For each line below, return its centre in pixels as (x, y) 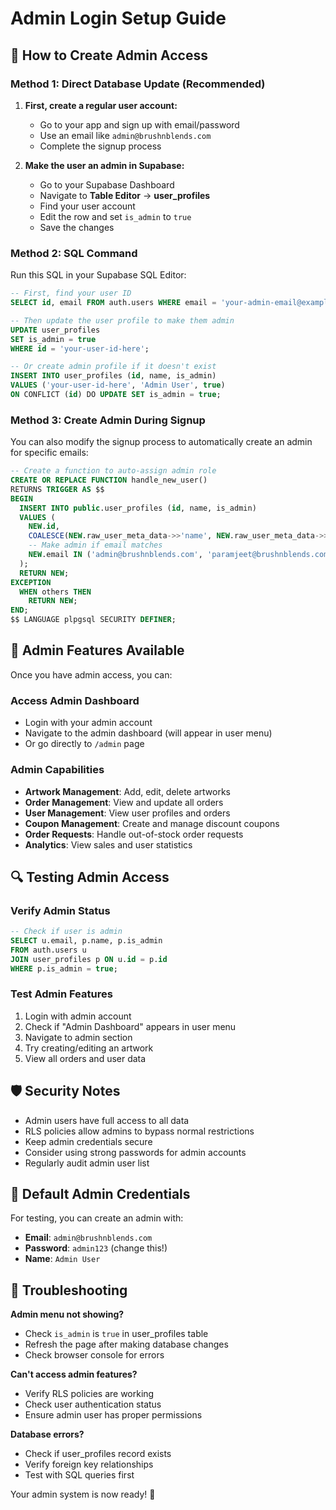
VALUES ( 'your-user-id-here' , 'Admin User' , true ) (118, 385)
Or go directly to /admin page (84, 744)
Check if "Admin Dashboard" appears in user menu (130, 1026)
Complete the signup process (100, 146)
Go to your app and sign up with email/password (139, 124)
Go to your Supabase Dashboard (107, 184)
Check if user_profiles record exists (98, 1454)
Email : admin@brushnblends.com (88, 1238)
